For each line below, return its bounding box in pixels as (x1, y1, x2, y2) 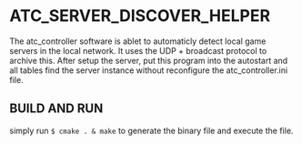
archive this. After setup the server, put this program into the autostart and (9, 55, 288, 66)
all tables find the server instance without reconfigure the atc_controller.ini (9, 65, 288, 76)
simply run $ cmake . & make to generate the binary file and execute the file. (9, 125, 294, 136)
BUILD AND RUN (9, 101, 104, 117)
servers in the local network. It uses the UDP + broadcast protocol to (9, 45, 267, 56)
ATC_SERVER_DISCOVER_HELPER (9, 5, 271, 26)
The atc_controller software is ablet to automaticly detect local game (9, 36, 267, 47)
